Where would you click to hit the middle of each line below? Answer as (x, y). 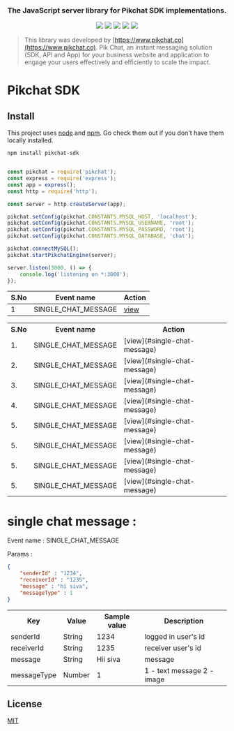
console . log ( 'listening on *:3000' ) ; (75, 274)
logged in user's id (175, 636)
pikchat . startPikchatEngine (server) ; (62, 255)
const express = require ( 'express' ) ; (62, 179)
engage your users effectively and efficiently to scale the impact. (117, 62)
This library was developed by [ (69, 40)
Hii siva (108, 659)
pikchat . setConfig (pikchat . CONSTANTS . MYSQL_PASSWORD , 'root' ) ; (101, 230)
